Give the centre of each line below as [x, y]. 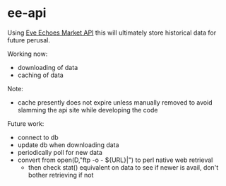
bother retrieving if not [61, 175]
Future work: [26, 123]
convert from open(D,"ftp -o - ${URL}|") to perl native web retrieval [115, 160]
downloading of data [48, 67]
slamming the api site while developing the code [88, 110]
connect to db [38, 137]
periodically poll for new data [60, 152]
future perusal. [29, 40]
